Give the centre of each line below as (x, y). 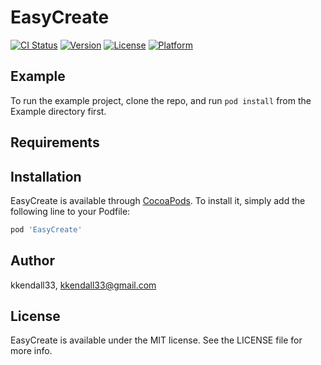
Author (32, 261)
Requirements (55, 142)
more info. (31, 351)
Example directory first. (58, 111)
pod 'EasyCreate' (46, 229)
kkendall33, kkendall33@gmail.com (83, 285)
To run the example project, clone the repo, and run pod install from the (161, 100)
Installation (46, 176)
